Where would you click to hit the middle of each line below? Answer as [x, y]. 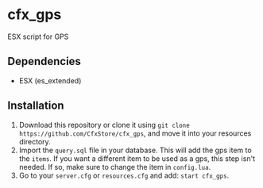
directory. [35, 141]
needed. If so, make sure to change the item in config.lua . [115, 167]
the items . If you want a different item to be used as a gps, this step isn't [137, 158]
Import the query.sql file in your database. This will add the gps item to [135, 150]
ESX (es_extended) [50, 80]
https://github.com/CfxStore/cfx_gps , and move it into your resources [135, 133]
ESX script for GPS [38, 36]
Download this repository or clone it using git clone [104, 125]
